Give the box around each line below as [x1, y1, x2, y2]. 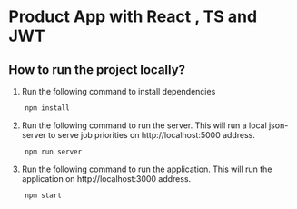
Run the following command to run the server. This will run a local [21, 120, 267, 131]
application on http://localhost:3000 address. [21, 173, 192, 184]
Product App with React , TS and [8, 6, 258, 27]
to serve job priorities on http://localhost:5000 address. [47, 129, 255, 140]
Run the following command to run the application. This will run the [21, 164, 272, 174]
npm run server [25, 147, 83, 156]
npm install [25, 104, 70, 113]
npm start [25, 191, 63, 200]
